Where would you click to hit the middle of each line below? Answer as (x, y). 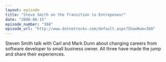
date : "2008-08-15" (26, 19)
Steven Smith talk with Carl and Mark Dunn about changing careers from (81, 43)
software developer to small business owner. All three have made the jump (83, 49)
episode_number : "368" (29, 24)
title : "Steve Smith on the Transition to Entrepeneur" (65, 15)
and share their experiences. (35, 54)
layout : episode (22, 10)
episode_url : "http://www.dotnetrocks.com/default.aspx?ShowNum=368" (80, 29)
